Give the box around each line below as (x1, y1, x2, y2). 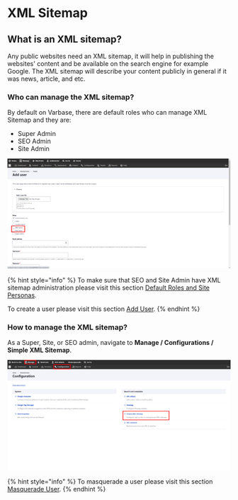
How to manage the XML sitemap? (7, 322, 127, 332)
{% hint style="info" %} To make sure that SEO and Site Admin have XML (7, 275, 221, 284)
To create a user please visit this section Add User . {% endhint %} (7, 305, 200, 313)
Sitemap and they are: (7, 115, 72, 125)
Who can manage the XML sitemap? (7, 92, 135, 102)
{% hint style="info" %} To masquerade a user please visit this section (7, 477, 213, 486)
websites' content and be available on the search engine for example (7, 59, 209, 68)
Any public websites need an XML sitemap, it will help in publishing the (7, 52, 215, 60)
